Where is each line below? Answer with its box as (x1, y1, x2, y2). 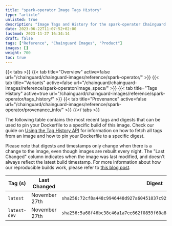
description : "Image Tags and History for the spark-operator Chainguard (5, 21, 166, 27)
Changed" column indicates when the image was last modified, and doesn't (5, 154, 165, 160)
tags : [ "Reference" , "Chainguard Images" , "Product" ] (5, 41, 123, 46)
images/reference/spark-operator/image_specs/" (5, 85, 109, 91)
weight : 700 (5, 50, 31, 55)
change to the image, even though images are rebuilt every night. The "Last (5, 148, 165, 155)
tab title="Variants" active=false (5, 80, 73, 86)
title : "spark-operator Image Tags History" (5, 7, 102, 13)
